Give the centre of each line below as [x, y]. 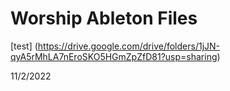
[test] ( [24, 46]
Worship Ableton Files [104, 18]
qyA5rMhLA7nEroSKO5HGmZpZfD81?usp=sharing [114, 56]
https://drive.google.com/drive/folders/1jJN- [129, 46]
